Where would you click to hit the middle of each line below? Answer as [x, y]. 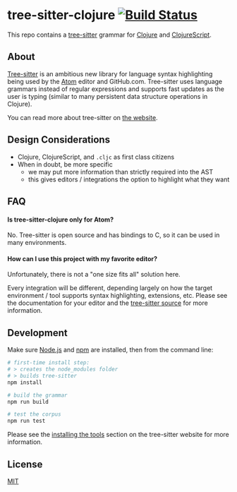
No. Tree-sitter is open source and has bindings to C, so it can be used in [114, 235]
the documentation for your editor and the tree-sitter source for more [108, 303]
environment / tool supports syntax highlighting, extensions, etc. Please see [117, 296]
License [25, 464]
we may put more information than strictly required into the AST [121, 172]
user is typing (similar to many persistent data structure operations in [108, 96]
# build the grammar [38, 395]
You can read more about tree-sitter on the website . [83, 117]
